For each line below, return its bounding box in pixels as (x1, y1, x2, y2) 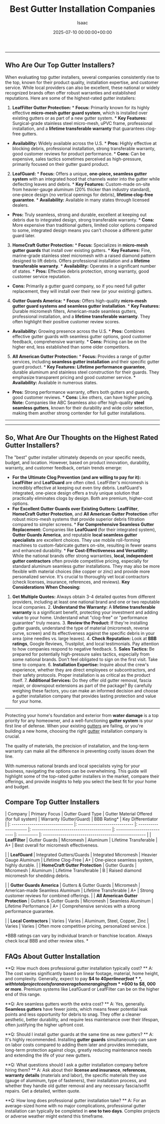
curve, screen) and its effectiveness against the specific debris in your (12, 630, 155, 636)
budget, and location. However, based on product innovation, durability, (5, 459, 150, 466)
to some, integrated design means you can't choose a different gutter (12, 227, 153, 233)
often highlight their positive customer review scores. (12, 318, 120, 324)
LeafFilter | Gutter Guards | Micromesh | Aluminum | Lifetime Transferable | (5, 837, 158, 843)
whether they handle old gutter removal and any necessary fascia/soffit (5, 1083, 150, 1089)
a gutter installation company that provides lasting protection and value (12, 693, 156, 699)
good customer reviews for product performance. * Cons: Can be (12, 151, 145, 156)
